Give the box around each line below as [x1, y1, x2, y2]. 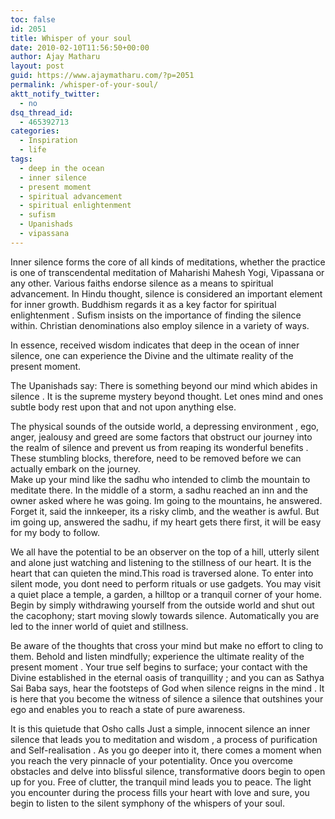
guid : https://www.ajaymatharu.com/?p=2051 [10, 71, 195, 81]
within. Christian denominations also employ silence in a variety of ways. [10, 319, 310, 331]
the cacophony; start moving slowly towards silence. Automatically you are [10, 609, 320, 621]
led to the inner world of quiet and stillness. [10, 620, 189, 632]
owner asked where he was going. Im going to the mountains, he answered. [10, 494, 323, 506]
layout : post [10, 61, 65, 71]
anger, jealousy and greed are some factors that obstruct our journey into [10, 431, 313, 443]
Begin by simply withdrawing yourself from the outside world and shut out [10, 599, 315, 611]
